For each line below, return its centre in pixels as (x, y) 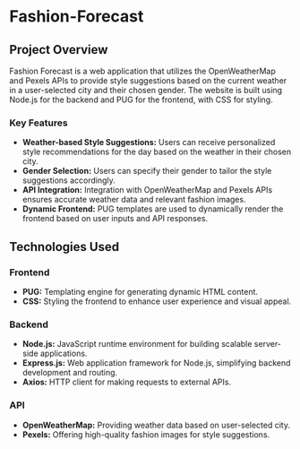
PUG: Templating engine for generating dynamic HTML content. (140, 291)
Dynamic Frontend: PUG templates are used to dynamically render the (153, 209)
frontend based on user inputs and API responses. (115, 219)
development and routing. (70, 373)
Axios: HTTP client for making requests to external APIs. (126, 382)
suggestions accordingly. (69, 180)
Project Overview (59, 50)
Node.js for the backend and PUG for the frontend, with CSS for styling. (141, 99)
